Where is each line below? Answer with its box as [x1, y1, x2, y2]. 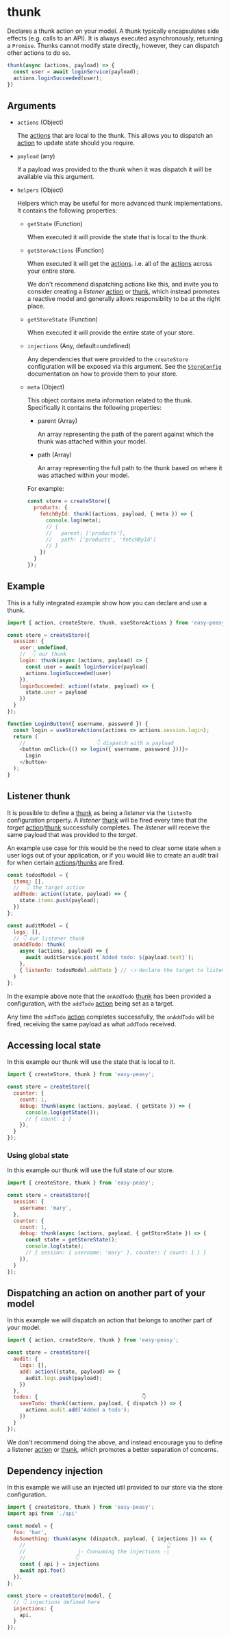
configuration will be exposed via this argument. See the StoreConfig [27, 363, 222, 371]
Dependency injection [7, 1465, 103, 1477]
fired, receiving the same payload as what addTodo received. [7, 1019, 177, 1028]
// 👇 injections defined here [13, 1599, 101, 1605]
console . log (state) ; [25, 1243, 84, 1250]
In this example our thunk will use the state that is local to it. [7, 1058, 176, 1066]
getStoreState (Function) [27, 315, 98, 324]
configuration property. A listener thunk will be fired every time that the [7, 816, 207, 824]
